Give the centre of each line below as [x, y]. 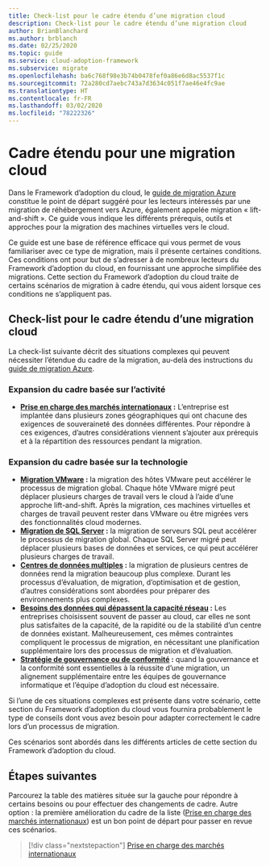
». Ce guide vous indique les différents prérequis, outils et [136, 218]
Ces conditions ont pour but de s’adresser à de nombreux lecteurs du [124, 260]
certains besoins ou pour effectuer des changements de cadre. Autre [123, 804]
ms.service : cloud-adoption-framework [73, 61]
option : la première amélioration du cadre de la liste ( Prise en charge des [130, 813]
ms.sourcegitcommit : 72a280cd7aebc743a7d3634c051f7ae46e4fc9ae [117, 83]
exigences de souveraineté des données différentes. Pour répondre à [135, 424]
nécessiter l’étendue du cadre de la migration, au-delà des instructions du [131, 360]
